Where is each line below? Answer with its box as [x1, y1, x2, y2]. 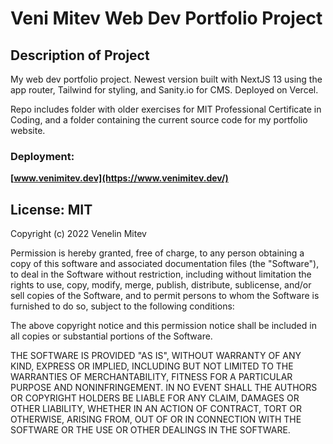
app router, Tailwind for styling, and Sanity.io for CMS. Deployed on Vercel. [10, 84, 319, 96]
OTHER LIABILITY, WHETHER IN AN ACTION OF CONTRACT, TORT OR [10, 403, 302, 415]
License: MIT [10, 201, 93, 218]
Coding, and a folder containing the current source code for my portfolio [10, 114, 308, 126]
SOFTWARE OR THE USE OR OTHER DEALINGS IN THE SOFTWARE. [10, 424, 291, 436]
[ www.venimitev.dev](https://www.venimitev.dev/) [10, 172, 229, 184]
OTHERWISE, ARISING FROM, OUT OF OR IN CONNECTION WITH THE [10, 413, 302, 426]
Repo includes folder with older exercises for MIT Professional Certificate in [10, 103, 322, 115]
